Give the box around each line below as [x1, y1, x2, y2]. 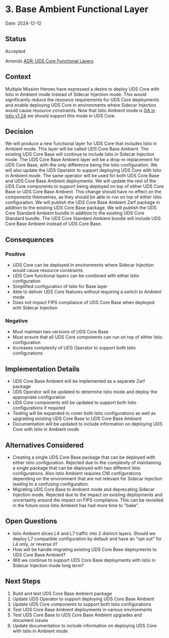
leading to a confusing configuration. [12, 481, 90, 487]
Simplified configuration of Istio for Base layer [12, 283, 108, 290]
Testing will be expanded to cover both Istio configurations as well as [12, 410, 156, 416]
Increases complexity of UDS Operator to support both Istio [12, 345, 136, 351]
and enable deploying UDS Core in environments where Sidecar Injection [5, 102, 156, 108]
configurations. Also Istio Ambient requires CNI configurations [12, 470, 141, 476]
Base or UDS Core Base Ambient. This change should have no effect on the [5, 189, 162, 195]
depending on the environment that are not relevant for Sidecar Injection [12, 475, 162, 481]
